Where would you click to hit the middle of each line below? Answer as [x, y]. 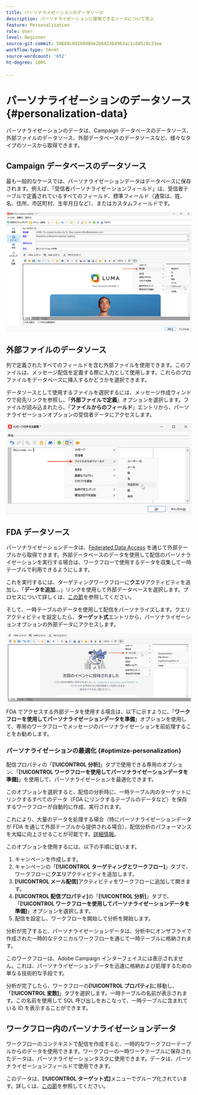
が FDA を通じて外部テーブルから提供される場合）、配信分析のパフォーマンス [99, 827]
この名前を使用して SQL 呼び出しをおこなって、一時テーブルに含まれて [102, 1001]
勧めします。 [37, 733]
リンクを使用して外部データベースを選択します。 [125, 590]
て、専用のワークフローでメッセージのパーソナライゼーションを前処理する [96, 726]
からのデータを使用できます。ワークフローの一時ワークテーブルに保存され [101, 1051]
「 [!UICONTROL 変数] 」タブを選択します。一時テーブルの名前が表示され [94, 993]
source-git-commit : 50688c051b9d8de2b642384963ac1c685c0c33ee [84, 44]
